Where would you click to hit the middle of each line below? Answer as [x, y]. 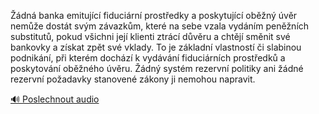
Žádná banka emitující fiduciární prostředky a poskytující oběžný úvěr [154, 15]
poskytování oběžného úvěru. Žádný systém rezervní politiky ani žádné [157, 68]
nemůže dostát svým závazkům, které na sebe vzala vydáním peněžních [160, 26]
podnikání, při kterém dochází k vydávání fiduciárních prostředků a [148, 58]
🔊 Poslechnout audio [55, 99]
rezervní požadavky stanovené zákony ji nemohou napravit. [133, 79]
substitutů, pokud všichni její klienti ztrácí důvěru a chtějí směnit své [150, 36]
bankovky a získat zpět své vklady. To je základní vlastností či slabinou [156, 47]
